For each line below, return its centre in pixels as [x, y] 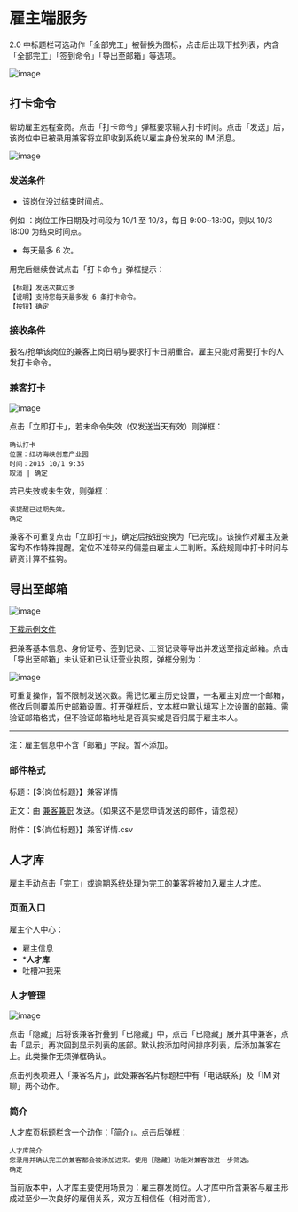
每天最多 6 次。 [50, 251]
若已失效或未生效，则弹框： [60, 491]
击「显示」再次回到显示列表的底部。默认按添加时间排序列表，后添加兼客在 [145, 1045]
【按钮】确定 [29, 307]
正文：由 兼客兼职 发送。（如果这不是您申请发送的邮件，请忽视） [126, 810]
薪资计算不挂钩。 [40, 558]
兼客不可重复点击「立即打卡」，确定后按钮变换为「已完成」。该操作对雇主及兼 [149, 536]
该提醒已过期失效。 [39, 509]
